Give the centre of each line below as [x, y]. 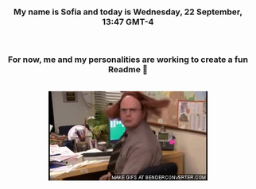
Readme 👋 [128, 70]
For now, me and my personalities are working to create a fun [128, 60]
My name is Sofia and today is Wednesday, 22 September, [128, 12]
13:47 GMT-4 [128, 21]
